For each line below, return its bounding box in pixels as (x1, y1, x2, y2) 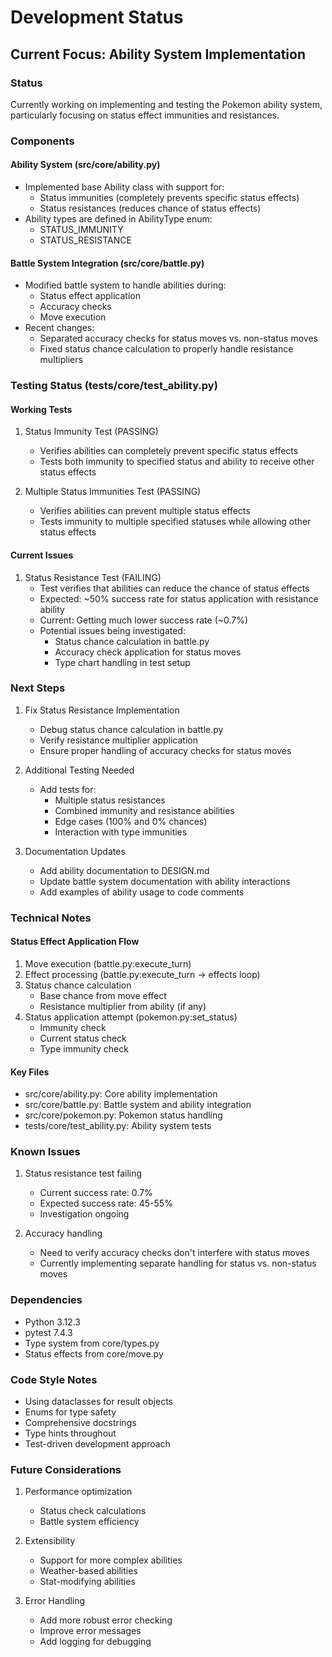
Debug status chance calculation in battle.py (39, 723, 224, 735)
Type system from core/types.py (24, 1337, 160, 1349)
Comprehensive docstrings (24, 1417, 137, 1429)
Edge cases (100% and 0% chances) (54, 815, 208, 827)
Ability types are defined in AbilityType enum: (24, 213, 213, 225)
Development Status (10, 6, 184, 29)
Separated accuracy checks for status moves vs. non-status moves (39, 332, 318, 345)
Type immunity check (39, 1042, 129, 1055)
